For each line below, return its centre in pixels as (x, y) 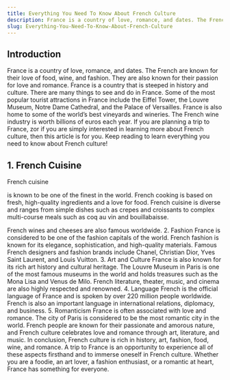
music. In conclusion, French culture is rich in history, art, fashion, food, (108, 340)
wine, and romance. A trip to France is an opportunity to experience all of (110, 347)
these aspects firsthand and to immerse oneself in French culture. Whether (113, 354)
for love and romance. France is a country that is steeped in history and (108, 85)
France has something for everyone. (58, 369)
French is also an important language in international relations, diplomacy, (111, 303)
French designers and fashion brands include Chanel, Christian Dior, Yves (111, 252)
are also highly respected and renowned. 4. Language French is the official (113, 289)
